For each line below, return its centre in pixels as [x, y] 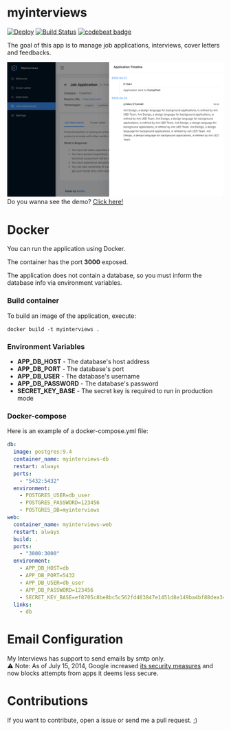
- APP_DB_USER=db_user [52, 583]
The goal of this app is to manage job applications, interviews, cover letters [113, 45]
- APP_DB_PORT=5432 [47, 576]
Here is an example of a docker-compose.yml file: [78, 431]
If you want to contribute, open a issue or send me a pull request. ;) [102, 720]
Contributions [47, 701]
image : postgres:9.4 [43, 452]
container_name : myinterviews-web [63, 524]
